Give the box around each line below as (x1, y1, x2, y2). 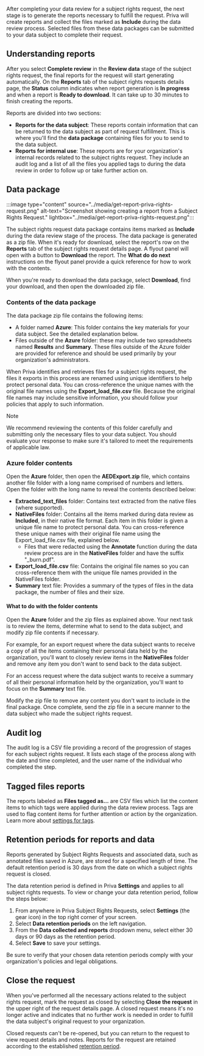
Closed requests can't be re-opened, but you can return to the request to (6, 1029, 190, 1036)
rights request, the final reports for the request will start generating (6, 71, 175, 79)
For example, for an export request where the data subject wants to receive (6, 641, 195, 648)
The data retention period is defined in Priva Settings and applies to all (6, 882, 184, 889)
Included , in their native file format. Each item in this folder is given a (15, 517, 188, 524)
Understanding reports (6, 49, 96, 59)
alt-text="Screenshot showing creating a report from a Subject (40, 207, 198, 215)
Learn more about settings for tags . (6, 817, 96, 824)
